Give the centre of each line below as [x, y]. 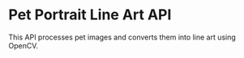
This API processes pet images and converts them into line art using [122, 37]
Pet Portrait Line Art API [90, 15]
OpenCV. [24, 45]
